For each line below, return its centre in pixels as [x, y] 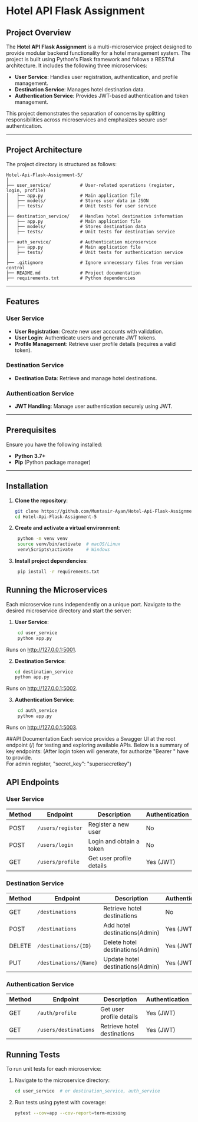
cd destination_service [44, 672]
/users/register [60, 828]
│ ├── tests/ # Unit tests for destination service [91, 232]
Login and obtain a [114, 841]
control [16, 268]
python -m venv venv [43, 539]
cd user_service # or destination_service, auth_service [87, 1091]
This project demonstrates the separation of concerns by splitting [86, 113]
